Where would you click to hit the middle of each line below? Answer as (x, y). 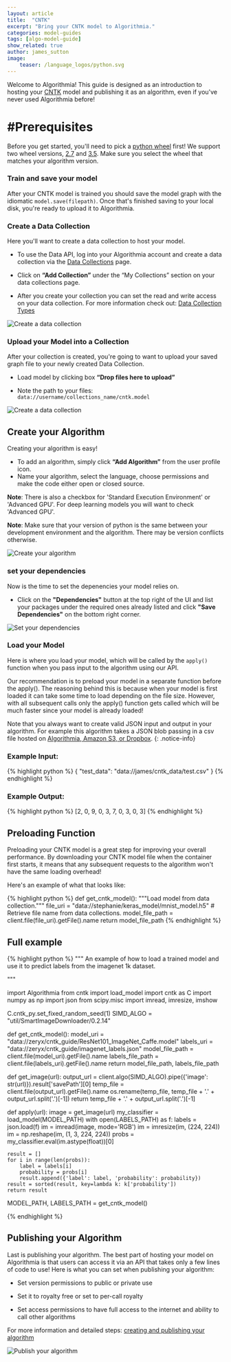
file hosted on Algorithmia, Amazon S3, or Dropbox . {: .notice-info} (101, 738)
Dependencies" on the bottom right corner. (79, 614)
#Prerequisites (50, 127)
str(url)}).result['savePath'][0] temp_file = (66, 1084)
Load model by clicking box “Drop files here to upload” (96, 377)
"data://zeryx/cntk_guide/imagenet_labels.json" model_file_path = (100, 1049)
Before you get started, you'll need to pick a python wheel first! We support (114, 146)
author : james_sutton (38, 52)
